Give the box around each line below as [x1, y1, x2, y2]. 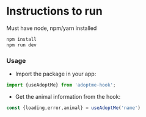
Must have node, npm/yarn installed [6, 24, 97, 32]
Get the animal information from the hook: [15, 93, 121, 100]
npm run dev [6, 41, 37, 48]
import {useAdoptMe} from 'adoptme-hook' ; [6, 82, 116, 88]
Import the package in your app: [15, 70, 97, 77]
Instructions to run [6, 4, 103, 18]
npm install [6, 36, 37, 42]
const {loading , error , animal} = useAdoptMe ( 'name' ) [6, 105, 141, 111]
